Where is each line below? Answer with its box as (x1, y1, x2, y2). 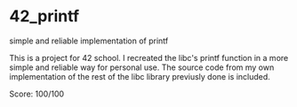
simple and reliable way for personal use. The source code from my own (9, 62, 275, 73)
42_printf (9, 6, 80, 27)
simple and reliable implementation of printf (9, 35, 169, 46)
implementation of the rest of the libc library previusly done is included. (9, 71, 271, 81)
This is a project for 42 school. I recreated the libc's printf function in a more (9, 52, 289, 63)
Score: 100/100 (9, 88, 65, 99)
